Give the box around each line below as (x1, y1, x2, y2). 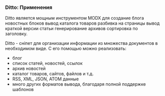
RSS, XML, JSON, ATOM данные (12, 76, 79, 82)
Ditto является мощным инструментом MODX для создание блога (5, 15, 144, 21)
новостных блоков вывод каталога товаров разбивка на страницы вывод (5, 20, 160, 26)
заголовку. (5, 31, 28, 37)
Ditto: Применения (5, 4, 53, 11)
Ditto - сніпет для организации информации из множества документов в (5, 40, 158, 46)
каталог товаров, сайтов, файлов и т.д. (12, 71, 94, 77)
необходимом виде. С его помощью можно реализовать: (5, 46, 127, 52)
